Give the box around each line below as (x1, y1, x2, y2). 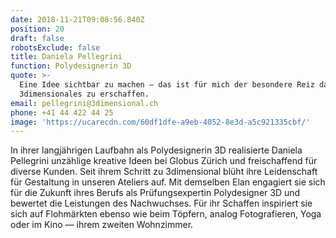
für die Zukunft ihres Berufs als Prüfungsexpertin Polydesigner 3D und (10, 187, 301, 199)
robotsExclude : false (10, 42, 101, 53)
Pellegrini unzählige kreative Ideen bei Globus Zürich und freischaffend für (10, 155, 318, 167)
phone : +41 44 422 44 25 (10, 107, 114, 118)
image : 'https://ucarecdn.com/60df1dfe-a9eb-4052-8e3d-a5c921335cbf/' (10, 117, 311, 127)
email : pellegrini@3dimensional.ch (10, 98, 159, 108)
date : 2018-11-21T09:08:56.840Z (10, 14, 145, 25)
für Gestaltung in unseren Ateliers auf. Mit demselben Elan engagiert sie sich (10, 176, 326, 188)
